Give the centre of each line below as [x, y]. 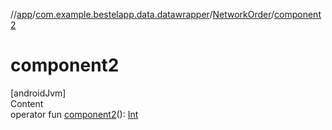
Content [27, 103]
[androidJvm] [38, 93]
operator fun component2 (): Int [74, 114]
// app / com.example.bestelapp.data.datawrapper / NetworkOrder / [142, 14]
